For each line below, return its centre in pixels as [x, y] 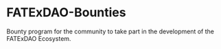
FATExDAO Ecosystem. [39, 38]
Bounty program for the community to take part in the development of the [110, 31]
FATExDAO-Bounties [66, 13]
